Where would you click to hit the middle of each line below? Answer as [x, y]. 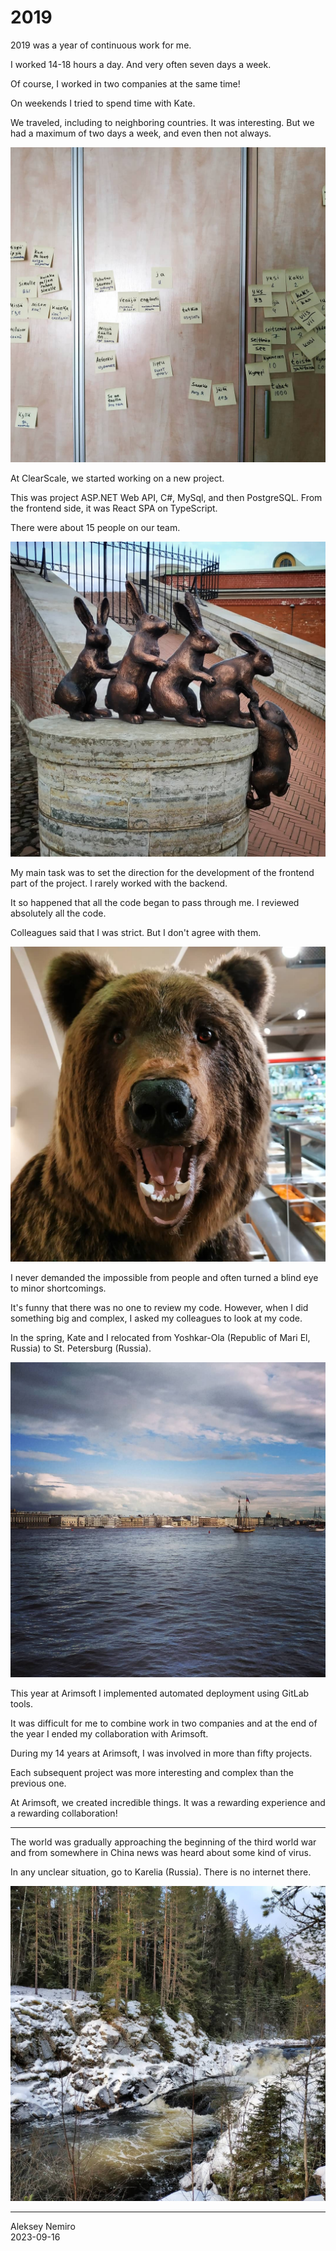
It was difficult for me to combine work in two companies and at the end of [164, 1723]
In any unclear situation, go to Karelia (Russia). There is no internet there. [161, 1872]
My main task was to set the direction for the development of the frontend [162, 873]
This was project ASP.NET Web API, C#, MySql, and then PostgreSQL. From [166, 497]
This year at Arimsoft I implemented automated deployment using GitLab [160, 1693]
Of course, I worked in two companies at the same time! [125, 83]
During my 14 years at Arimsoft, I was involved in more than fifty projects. [161, 1753]
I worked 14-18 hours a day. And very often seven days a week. [141, 64]
